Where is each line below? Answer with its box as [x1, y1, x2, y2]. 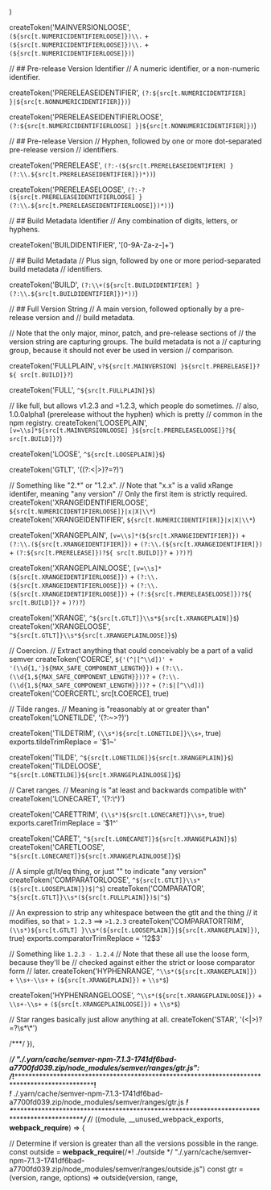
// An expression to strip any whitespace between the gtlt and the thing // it [9, 908, 258, 917]
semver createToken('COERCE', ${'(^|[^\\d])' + [9, 655, 174, 664]
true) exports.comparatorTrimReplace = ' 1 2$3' [9, 934, 163, 942]
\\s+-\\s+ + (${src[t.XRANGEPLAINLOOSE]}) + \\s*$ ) [9, 999, 181, 1009]
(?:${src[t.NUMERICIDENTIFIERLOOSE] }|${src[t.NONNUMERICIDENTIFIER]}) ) [9, 121, 257, 130]
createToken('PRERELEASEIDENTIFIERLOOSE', [9, 112, 163, 122]
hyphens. [9, 225, 40, 234]
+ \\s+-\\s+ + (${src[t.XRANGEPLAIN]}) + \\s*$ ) [9, 975, 170, 984]
